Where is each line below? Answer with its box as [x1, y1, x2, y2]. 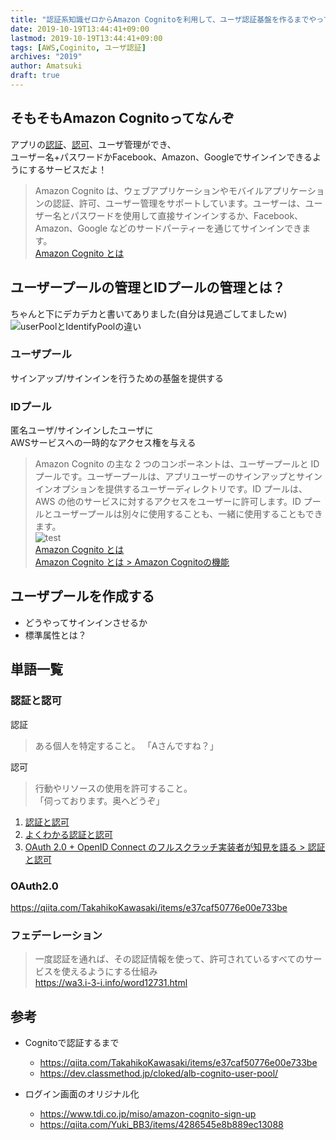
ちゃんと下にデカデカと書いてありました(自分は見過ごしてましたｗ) [10, 307, 288, 320]
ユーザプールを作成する [10, 588, 155, 605]
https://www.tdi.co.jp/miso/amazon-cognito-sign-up [39, 1108, 257, 1120]
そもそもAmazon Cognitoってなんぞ [10, 110, 235, 127]
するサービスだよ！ [28, 163, 108, 175]
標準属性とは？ [24, 629, 87, 641]
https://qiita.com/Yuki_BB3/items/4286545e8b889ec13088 [39, 1119, 284, 1130]
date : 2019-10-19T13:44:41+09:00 [10, 24, 150, 34]
